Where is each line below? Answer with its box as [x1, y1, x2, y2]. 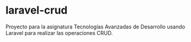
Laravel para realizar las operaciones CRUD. [5, 29, 113, 36]
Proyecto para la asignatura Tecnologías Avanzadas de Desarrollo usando [5, 23, 186, 30]
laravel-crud [5, 4, 68, 17]
